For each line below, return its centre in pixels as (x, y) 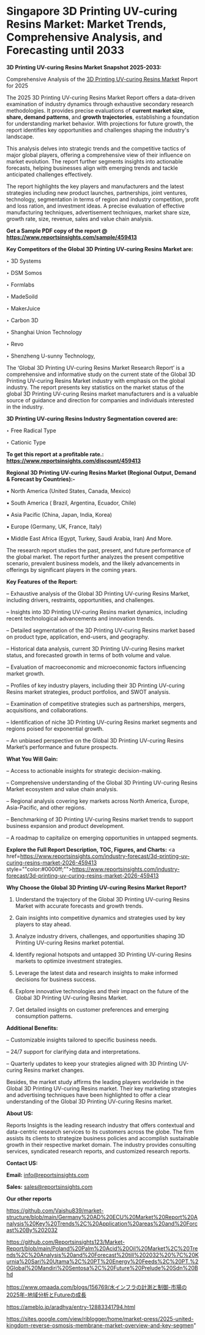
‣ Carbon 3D (22, 320)
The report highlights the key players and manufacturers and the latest (95, 186)
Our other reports (29, 1198)
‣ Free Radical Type (31, 431)
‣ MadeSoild (22, 296)
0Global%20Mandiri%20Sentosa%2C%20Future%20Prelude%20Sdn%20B (102, 1268)
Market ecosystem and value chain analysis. (62, 789)
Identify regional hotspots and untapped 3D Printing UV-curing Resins (103, 954)
